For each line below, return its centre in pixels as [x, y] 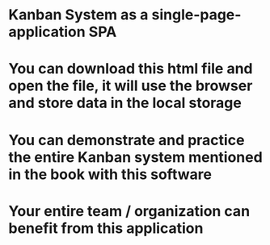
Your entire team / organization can [129, 211]
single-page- [196, 15]
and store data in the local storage [125, 103]
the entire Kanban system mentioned [135, 157]
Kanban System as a [78, 15]
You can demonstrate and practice [127, 140]
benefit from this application [106, 228]
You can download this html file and [131, 69]
